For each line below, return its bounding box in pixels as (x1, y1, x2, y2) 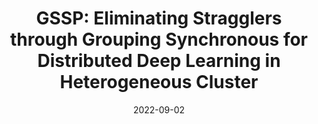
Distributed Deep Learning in (37, 50, 281, 72)
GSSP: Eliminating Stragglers (35, 7, 283, 30)
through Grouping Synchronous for (9, 28, 309, 51)
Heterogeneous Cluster (59, 71, 259, 94)
